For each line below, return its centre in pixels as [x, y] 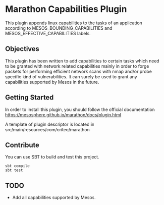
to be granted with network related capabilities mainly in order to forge [77, 66]
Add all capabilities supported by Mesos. [54, 198]
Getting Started [29, 98]
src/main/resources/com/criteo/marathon [48, 129]
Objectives [22, 49]
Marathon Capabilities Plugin [66, 9]
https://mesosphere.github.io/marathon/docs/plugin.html [63, 114]
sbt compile [17, 166]
